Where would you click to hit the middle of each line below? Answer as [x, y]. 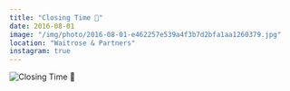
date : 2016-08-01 [42, 26]
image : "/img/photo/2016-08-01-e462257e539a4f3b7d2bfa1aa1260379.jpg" [145, 34]
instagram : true [40, 51]
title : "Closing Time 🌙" [56, 18]
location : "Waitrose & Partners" [72, 43]
